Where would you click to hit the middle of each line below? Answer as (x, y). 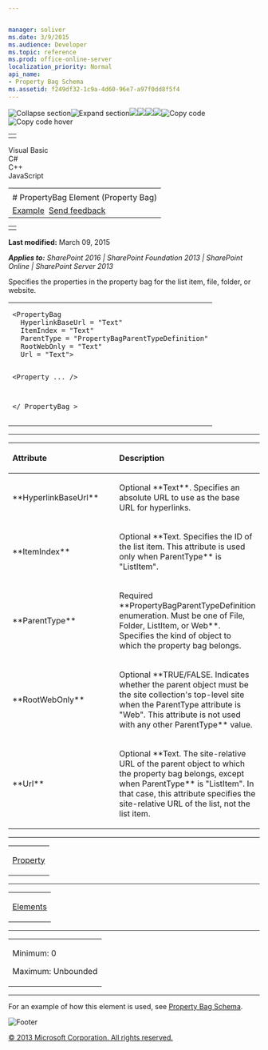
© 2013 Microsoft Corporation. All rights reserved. (91, 1037)
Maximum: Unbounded (55, 971)
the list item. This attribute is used (182, 547)
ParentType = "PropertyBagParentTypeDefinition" (114, 338)
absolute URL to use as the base (180, 497)
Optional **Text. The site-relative (183, 753)
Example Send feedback (59, 210)
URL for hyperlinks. (155, 507)
